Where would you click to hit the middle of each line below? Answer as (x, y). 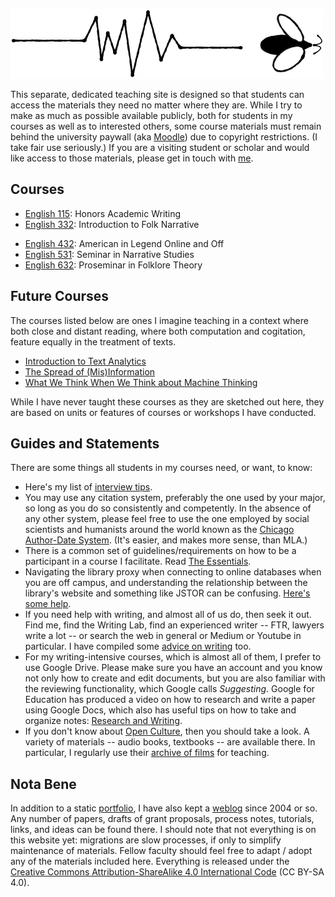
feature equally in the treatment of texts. (93, 341)
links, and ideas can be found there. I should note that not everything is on (163, 830)
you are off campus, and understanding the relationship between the (166, 583)
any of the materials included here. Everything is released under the (150, 861)
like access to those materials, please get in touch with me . (132, 158)
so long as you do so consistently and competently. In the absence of (168, 508)
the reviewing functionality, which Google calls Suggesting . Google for (169, 689)
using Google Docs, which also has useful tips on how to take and (160, 710)
